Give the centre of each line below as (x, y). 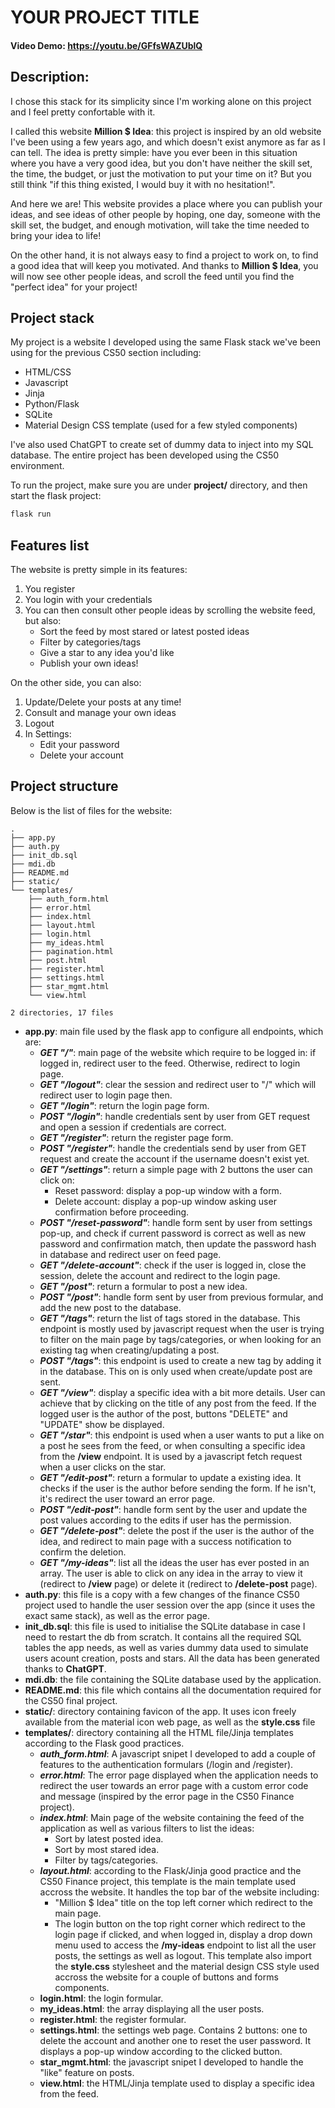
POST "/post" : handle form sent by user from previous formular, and (181, 1297)
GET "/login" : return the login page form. (124, 1105)
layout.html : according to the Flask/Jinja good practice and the (170, 1870)
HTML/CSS (48, 372)
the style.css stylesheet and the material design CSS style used (187, 1966)
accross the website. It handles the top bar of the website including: (179, 1892)
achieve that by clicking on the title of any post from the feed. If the (178, 1403)
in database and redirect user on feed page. (130, 1254)
